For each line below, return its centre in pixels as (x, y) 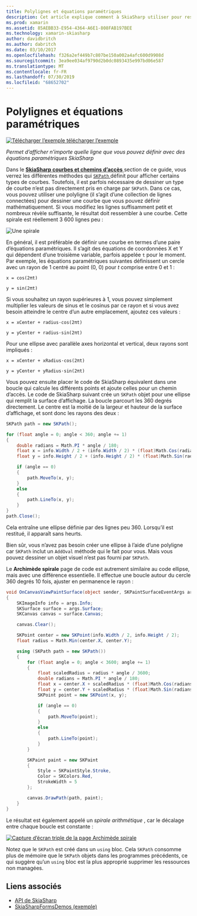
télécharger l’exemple (92, 140)
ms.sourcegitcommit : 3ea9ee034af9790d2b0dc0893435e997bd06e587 (85, 61)
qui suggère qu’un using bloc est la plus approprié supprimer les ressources (98, 861)
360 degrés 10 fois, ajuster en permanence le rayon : (70, 581)
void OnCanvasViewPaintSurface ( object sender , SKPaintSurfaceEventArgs (95, 592)
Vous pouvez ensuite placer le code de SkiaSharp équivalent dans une (91, 382)
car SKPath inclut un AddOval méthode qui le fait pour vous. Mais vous (89, 551)
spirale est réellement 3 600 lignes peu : (55, 219)
